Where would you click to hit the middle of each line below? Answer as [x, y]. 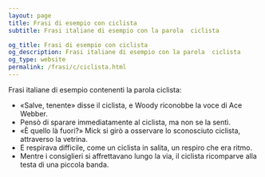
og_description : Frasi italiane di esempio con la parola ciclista [125, 53]
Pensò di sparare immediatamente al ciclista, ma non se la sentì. [125, 122]
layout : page [30, 16]
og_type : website [37, 60]
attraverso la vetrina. [53, 139]
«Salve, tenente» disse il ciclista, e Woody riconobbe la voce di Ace [131, 105]
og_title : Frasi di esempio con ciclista [78, 45]
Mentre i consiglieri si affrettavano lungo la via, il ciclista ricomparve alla [138, 155]
